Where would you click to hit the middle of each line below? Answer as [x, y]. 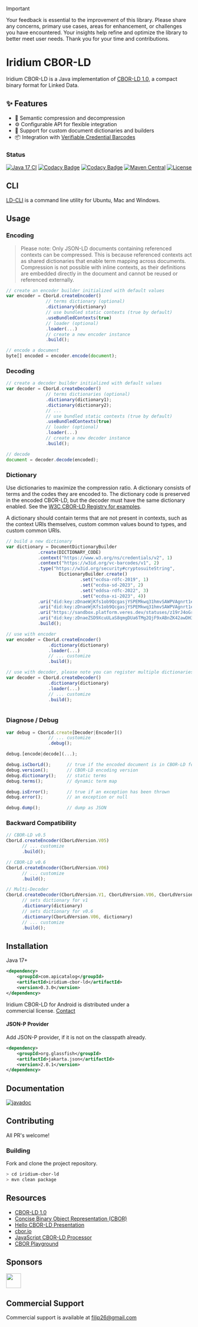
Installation [27, 946]
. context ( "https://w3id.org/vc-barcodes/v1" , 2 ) [98, 563]
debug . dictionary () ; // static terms [57, 776]
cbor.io [23, 1231]
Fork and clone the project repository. [52, 1164]
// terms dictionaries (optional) [88, 395]
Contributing [30, 1121]
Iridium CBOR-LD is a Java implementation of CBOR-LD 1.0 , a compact [92, 78]
